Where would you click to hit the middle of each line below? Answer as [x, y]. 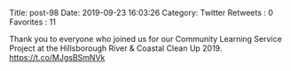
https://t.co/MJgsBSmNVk [57, 57]
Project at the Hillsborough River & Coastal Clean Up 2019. [116, 48]
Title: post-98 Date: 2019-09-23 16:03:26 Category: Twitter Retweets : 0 [141, 13]
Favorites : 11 [32, 22]
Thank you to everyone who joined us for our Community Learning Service [145, 39]
